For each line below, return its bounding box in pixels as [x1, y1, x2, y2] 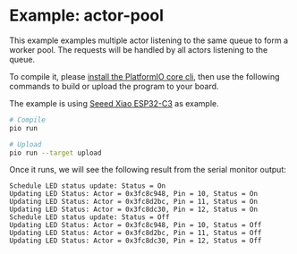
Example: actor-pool [9, 5, 164, 26]
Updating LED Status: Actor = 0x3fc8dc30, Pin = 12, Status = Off [9, 236, 262, 246]
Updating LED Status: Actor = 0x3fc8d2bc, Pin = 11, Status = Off [9, 229, 262, 238]
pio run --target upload [9, 148, 102, 157]
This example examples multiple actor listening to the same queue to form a [9, 35, 289, 46]
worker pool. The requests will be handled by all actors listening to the [9, 44, 268, 55]
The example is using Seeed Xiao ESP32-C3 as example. [9, 97, 219, 108]
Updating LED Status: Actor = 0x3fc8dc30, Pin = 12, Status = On [9, 205, 258, 215]
